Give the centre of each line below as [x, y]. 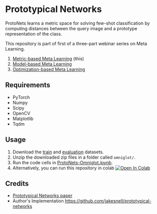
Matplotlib [23, 119]
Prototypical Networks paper [43, 196]
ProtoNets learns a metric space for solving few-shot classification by [77, 23]
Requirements [28, 85]
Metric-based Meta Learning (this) [48, 58]
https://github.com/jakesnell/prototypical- [108, 201]
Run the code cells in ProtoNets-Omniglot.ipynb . [63, 162]
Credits [17, 184]
